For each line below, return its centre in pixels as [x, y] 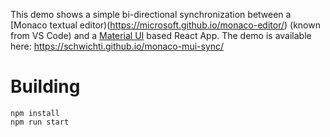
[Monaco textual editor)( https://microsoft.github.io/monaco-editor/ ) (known [165, 25]
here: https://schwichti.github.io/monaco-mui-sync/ [117, 46]
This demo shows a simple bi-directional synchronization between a [151, 14]
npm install [35, 113]
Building [45, 86]
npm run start [40, 122]
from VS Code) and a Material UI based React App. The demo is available [161, 35]
